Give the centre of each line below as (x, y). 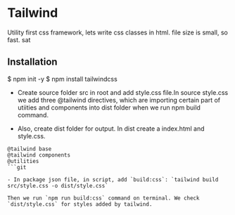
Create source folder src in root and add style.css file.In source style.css (123, 92)
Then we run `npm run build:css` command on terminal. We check (103, 198)
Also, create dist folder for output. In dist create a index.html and (111, 129)
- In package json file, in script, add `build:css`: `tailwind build (113, 180)
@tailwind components (39, 155)
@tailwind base (30, 149)
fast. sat (19, 39)
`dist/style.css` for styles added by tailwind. (80, 204)
